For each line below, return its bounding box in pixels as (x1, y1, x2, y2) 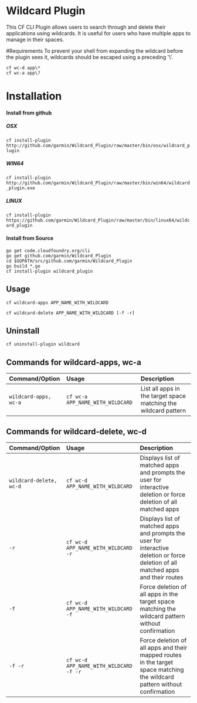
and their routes (140, 573, 184, 582)
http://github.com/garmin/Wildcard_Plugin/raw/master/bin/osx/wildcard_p (6, 142, 191, 148)
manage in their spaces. (6, 36, 64, 43)
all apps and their (140, 644, 188, 652)
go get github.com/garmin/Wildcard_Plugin (6, 253, 111, 259)
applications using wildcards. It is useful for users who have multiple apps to (6, 29, 191, 36)
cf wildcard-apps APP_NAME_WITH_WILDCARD (6, 300, 109, 305)
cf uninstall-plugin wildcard (6, 341, 80, 347)
